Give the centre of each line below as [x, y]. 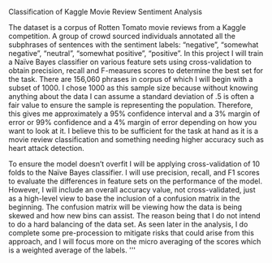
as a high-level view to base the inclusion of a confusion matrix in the [124, 198]
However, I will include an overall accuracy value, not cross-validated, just [132, 190]
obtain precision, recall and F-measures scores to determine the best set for [136, 71]
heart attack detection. [47, 148]
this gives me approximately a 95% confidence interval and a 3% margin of [134, 114]
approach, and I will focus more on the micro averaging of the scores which [135, 241]
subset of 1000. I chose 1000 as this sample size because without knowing [133, 88]
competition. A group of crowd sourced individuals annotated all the [122, 36]
